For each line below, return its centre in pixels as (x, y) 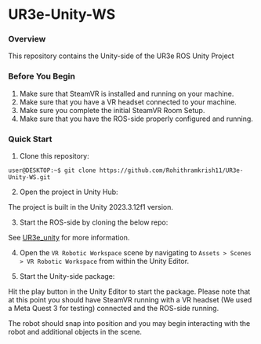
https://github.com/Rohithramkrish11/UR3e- (171, 170)
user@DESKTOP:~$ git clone (52, 170)
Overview (27, 39)
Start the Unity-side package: (67, 276)
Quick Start (30, 139)
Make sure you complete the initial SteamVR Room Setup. (112, 110)
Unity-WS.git (29, 177)
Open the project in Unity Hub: (69, 192)
